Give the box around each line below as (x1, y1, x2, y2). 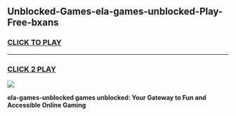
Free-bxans (7, 17, 59, 29)
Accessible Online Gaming (7, 101, 86, 109)
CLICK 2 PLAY (7, 64, 56, 74)
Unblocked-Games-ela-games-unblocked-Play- (7, 6, 223, 18)
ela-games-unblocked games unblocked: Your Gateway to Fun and (7, 93, 206, 101)
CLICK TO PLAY (7, 38, 62, 48)
